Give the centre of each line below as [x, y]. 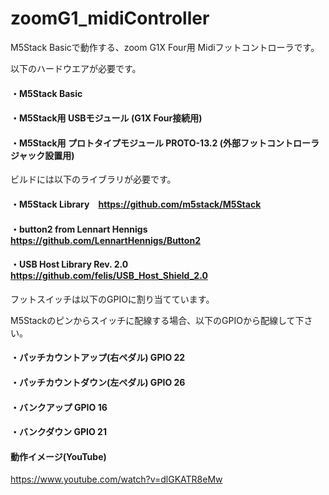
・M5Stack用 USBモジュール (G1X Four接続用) [106, 118]
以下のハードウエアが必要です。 [76, 68]
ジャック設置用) [42, 155]
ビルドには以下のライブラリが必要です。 [93, 179]
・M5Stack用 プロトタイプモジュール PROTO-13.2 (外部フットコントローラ [165, 143]
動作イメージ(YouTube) [58, 456]
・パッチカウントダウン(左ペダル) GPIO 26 [98, 382]
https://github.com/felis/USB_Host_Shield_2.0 [109, 276]
